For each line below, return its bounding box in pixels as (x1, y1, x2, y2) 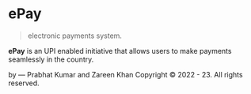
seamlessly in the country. (8, 55, 94, 64)
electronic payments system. (27, 31, 123, 40)
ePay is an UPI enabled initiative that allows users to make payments (8, 46, 232, 55)
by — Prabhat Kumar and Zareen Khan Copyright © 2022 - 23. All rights (8, 70, 243, 79)
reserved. (8, 78, 40, 88)
